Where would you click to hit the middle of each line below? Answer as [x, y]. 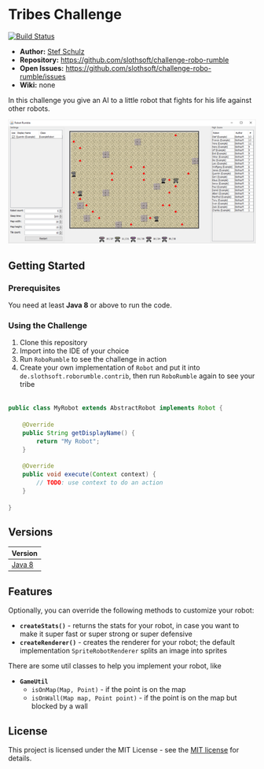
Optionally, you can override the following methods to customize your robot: [131, 610]
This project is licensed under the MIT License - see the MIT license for [124, 750]
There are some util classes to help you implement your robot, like [115, 666]
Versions [31, 532]
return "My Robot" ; [68, 441]
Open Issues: [42, 68]
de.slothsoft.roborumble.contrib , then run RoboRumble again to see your [137, 376]
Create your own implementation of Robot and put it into [110, 368]
